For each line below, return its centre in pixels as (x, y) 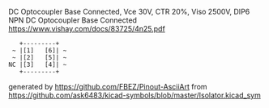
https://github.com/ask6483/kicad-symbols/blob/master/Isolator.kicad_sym (134, 95)
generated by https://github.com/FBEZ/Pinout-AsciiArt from (108, 87)
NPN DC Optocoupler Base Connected (73, 20)
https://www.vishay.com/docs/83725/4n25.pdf (87, 29)
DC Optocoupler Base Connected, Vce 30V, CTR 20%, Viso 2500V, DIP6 (129, 12)
